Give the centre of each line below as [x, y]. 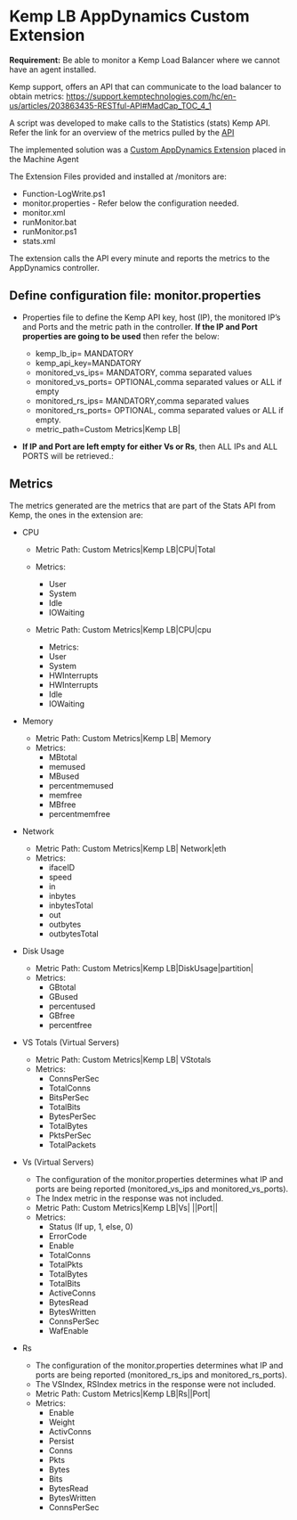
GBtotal [62, 987]
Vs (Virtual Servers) [58, 1162]
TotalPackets [72, 1144]
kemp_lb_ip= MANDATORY [84, 353]
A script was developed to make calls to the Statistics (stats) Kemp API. [140, 123]
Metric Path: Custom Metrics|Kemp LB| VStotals [123, 1059]
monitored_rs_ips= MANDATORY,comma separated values [142, 400]
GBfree [62, 1015]
